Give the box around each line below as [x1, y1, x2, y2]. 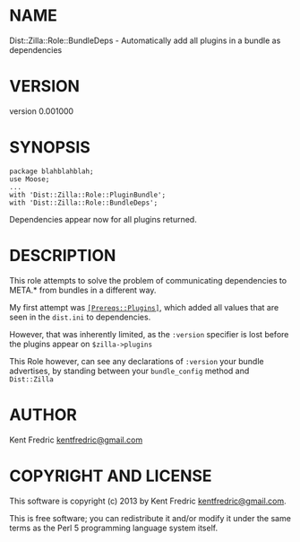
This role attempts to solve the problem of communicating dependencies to [9, 275, 287, 285]
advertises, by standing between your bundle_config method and [9, 365, 250, 376]
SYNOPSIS [9, 137, 91, 158]
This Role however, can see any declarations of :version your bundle [9, 355, 264, 366]
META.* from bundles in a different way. [9, 284, 157, 295]
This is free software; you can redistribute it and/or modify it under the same [9, 512, 291, 523]
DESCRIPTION [9, 246, 116, 266]
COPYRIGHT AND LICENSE [9, 466, 212, 485]
